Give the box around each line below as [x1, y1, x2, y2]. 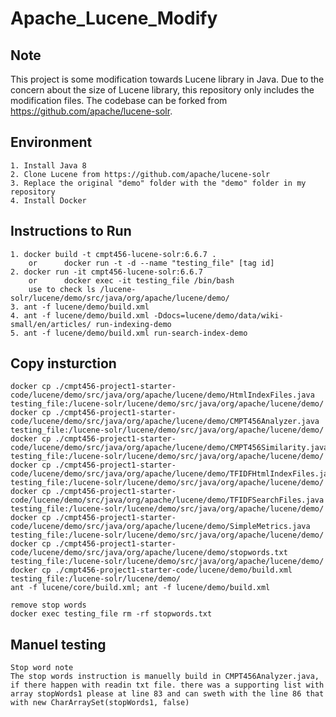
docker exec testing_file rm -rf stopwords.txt [10, 609, 213, 619]
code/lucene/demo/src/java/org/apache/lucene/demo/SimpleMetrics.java [10, 522, 311, 532]
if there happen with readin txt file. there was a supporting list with [10, 680, 325, 691]
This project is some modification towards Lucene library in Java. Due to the [10, 73, 325, 85]
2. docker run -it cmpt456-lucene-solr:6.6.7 [10, 267, 203, 277]
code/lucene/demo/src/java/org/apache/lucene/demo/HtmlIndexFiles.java [10, 390, 315, 401]
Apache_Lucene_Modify [10, 7, 218, 30]
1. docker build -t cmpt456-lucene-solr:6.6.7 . [10, 249, 217, 259]
